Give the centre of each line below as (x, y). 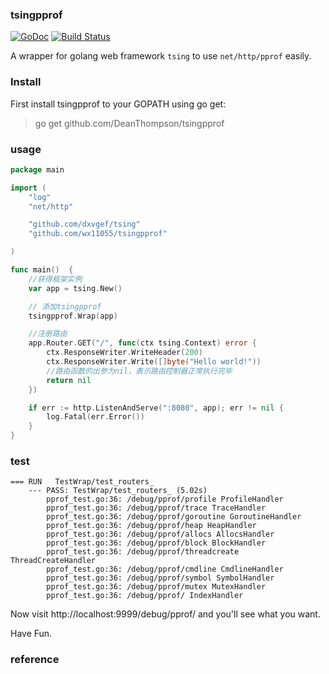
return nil (69, 380)
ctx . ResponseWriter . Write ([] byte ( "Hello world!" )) (154, 362)
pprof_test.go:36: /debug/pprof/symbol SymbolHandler (160, 578)
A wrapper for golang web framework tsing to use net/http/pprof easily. (161, 56)
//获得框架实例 (55, 279)
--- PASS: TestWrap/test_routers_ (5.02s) (118, 491)
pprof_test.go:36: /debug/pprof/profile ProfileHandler (165, 499)
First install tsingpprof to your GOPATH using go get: (118, 104)
